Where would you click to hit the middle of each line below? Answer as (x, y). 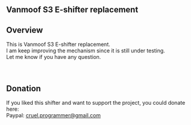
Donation (24, 88)
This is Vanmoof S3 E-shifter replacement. (58, 45)
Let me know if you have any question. (54, 57)
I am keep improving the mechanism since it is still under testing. (86, 51)
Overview (25, 30)
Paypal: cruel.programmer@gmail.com (53, 115)
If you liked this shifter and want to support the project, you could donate (96, 103)
